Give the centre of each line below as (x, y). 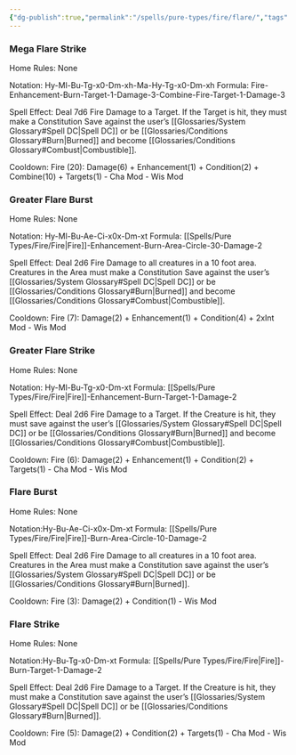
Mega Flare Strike (48, 48)
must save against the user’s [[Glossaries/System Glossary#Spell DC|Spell (145, 423)
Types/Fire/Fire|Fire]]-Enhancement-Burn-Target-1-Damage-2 (123, 396)
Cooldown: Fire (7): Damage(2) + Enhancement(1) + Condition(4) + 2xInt (142, 318)
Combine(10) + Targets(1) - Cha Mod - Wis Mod (96, 176)
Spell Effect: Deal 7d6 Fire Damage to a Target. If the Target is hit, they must (148, 111)
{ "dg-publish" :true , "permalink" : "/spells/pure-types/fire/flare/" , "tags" (149, 17)
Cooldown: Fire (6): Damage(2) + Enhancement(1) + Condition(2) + (132, 459)
